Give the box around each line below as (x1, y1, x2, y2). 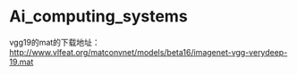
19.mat (9, 56, 34, 67)
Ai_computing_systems (9, 6, 188, 27)
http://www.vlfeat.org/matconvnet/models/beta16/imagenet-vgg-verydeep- (9, 46, 288, 57)
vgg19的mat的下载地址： (9, 37, 100, 47)
